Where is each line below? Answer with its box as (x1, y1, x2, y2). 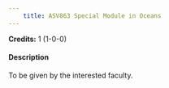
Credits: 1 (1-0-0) (8, 34, 67, 44)
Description (8, 52, 50, 62)
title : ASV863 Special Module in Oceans (23, 11, 162, 20)
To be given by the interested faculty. (8, 70, 133, 80)
